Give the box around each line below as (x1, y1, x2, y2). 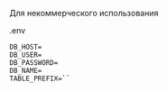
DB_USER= (9, 51, 42, 60)
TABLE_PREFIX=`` (9, 74, 70, 83)
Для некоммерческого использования (9, 8, 159, 18)
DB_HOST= (9, 42, 42, 51)
